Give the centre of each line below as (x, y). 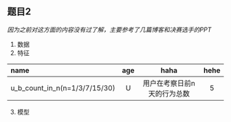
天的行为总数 (169, 93)
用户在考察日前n (169, 83)
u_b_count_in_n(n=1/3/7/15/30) (63, 88)
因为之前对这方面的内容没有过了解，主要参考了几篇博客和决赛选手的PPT (109, 30)
